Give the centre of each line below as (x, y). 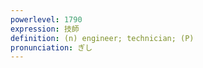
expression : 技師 (45, 29)
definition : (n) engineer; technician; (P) (102, 38)
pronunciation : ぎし (51, 47)
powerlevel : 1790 (46, 19)
